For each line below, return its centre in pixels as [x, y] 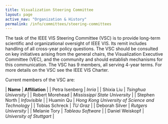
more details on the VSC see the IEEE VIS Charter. [57, 70]
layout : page [19, 15]
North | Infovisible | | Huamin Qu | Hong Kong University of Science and [80, 100]
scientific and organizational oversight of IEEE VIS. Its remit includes [76, 44]
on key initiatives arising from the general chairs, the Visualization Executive [84, 54]
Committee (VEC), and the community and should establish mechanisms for [84, 59]
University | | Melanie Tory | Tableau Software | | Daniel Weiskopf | [75, 111]
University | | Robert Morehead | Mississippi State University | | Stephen [80, 95]
